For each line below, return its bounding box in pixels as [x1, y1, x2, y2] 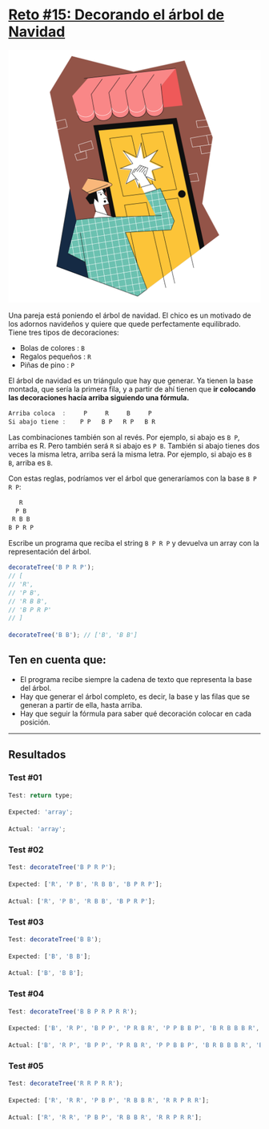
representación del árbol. [8, 547, 92, 557]
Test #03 [8, 916, 44, 928]
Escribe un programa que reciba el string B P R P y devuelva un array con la [8, 538, 259, 548]
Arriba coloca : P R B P [8, 409, 152, 417]
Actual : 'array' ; [8, 825, 66, 834]
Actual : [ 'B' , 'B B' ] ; [8, 969, 84, 977]
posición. [19, 717, 50, 727]
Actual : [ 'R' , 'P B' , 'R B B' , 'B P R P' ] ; [8, 897, 156, 905]
